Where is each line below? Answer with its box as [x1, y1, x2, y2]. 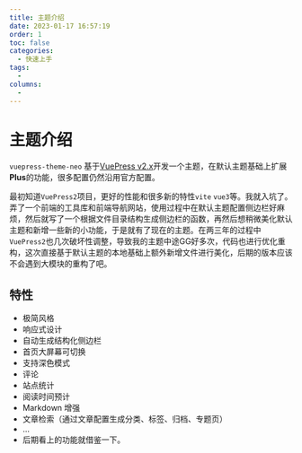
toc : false [9, 38, 50, 48]
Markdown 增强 [22, 403, 81, 414]
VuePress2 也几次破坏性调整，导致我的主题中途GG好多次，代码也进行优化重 [9, 236, 286, 247]
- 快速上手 [17, 55, 53, 64]
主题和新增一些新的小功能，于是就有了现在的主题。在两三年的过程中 [9, 225, 262, 236]
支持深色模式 [22, 358, 70, 369]
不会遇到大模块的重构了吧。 [9, 258, 112, 269]
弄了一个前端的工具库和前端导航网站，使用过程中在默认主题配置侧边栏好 [9, 203, 277, 213]
